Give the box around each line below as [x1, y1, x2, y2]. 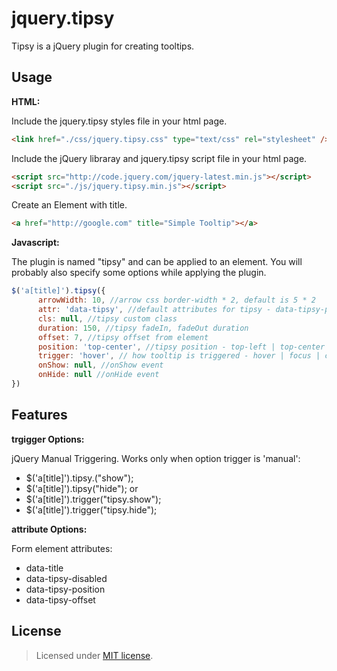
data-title [25, 562, 64, 574]
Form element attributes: [11, 542, 113, 554]
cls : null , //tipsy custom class [37, 313, 178, 324]
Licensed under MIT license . [35, 649, 154, 661]
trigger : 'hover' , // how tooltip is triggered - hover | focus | [37, 351, 321, 361]
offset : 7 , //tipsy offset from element [37, 332, 209, 342]
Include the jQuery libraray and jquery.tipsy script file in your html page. [11, 152, 308, 164]
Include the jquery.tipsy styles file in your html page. [11, 115, 228, 127]
